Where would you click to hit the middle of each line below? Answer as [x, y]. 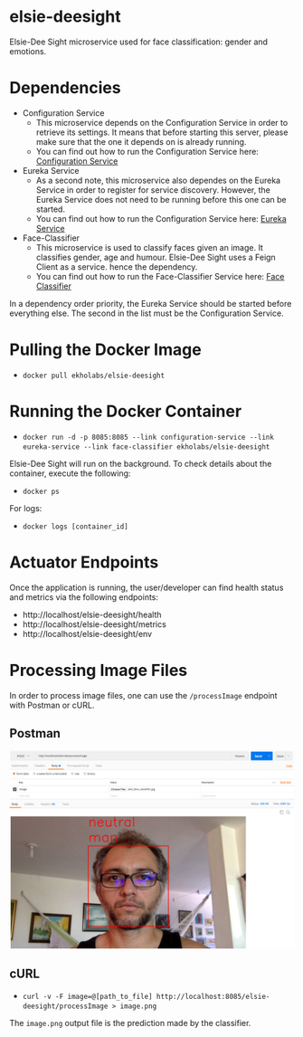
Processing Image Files [99, 670]
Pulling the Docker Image [105, 350]
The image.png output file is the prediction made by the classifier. [130, 1023]
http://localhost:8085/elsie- [213, 996]
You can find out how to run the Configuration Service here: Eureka [161, 218]
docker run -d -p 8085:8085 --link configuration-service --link [148, 437]
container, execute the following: [70, 473]
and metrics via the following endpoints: [84, 597]
